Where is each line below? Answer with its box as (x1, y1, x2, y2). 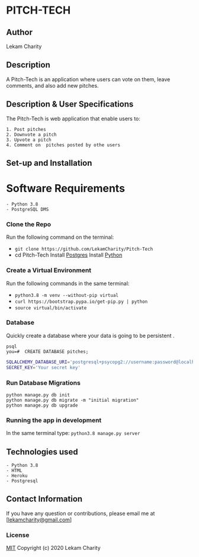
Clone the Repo (6, 220, 52, 228)
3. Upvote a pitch (6, 137, 52, 143)
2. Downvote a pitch (6, 132, 57, 137)
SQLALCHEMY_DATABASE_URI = (6, 359, 70, 365)
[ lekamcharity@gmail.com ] (6, 516, 72, 523)
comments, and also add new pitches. (6, 82, 99, 89)
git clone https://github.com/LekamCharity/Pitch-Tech (14, 247, 153, 252)
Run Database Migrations (6, 379, 81, 387)
